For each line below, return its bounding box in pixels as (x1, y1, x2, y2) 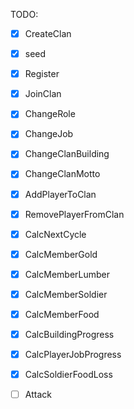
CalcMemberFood (24, 308, 100, 320)
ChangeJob (24, 128, 74, 140)
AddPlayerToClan (24, 188, 97, 200)
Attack (24, 389, 52, 401)
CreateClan (24, 28, 72, 39)
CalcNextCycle (24, 228, 87, 240)
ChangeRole (24, 108, 76, 120)
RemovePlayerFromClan (24, 208, 125, 220)
